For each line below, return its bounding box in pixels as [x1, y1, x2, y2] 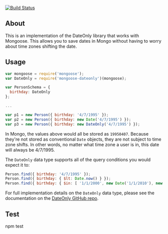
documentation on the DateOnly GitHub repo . [5, 195, 99, 201]
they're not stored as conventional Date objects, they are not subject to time [5, 136, 161, 142]
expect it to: [5, 162, 30, 168]
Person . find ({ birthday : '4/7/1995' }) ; [5, 171, 91, 177]
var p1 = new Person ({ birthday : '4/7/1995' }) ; [5, 112, 109, 118]
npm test [5, 223, 24, 229]
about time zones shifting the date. [5, 43, 77, 49]
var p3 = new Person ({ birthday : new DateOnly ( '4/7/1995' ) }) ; [5, 122, 140, 127]
